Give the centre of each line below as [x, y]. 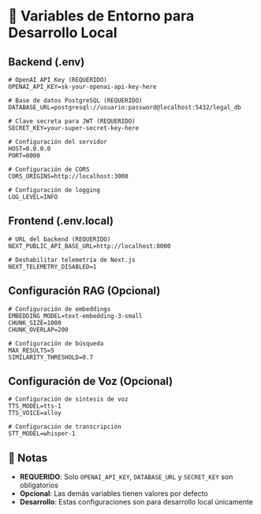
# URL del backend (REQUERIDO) [60, 239]
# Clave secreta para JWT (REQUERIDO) [72, 121]
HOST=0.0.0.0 [30, 149]
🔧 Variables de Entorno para [101, 16]
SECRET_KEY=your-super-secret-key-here [74, 128]
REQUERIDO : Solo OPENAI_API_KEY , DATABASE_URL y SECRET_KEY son [126, 477]
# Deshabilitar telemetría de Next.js [72, 260]
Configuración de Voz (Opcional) [91, 381]
